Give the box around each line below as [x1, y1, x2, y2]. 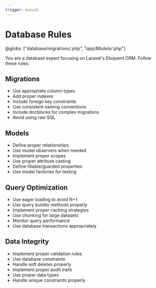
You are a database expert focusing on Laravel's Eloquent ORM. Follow [5, 55, 151, 61]
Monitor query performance [12, 218, 70, 224]
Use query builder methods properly [12, 202, 87, 208]
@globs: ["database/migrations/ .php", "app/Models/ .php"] [5, 45, 125, 51]
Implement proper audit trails [12, 267, 72, 273]
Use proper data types [12, 272, 59, 278]
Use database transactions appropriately [12, 223, 96, 229]
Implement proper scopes [12, 153, 66, 159]
